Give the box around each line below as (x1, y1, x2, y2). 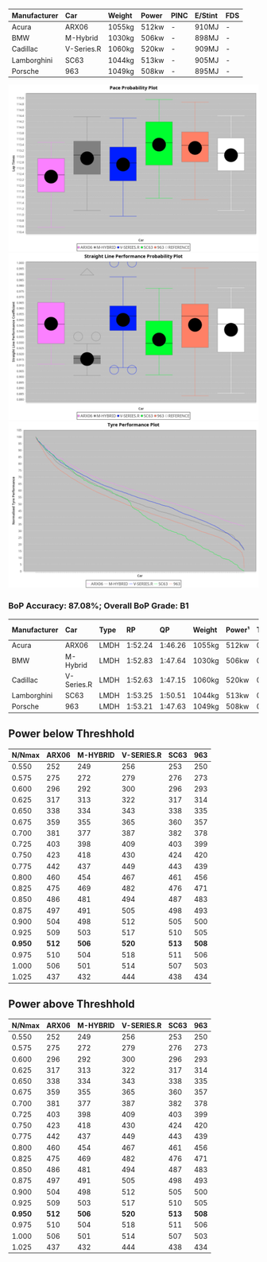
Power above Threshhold (8, 997, 135, 1011)
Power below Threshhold (8, 727, 135, 740)
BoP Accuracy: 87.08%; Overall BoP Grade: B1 (8, 600, 189, 612)
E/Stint (194, 10, 219, 20)
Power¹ (225, 625, 250, 635)
